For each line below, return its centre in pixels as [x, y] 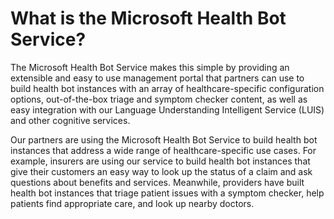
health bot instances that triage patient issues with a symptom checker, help [167, 193]
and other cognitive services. [70, 120]
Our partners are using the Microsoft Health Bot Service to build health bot [164, 139]
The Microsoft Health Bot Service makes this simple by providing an [150, 67]
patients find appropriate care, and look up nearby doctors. [132, 203]
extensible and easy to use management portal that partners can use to [157, 78]
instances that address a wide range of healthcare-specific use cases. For [163, 150]
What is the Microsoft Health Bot [148, 18]
